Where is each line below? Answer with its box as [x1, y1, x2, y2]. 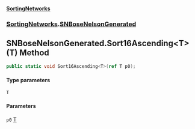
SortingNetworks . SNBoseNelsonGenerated [6, 20, 137, 28]
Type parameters [6, 76, 51, 83]
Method [19, 47, 49, 58]
